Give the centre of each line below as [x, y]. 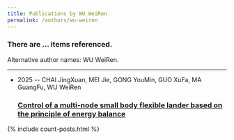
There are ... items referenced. [60, 45]
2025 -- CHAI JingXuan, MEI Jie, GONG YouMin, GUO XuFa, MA [109, 79]
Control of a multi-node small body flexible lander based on [120, 105]
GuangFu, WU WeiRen [49, 87]
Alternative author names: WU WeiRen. [63, 59]
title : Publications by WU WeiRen [57, 14]
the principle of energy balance [71, 114]
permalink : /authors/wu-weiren [53, 20]
